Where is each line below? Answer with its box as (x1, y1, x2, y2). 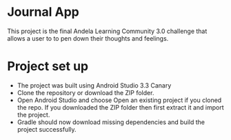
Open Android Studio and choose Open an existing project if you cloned (17, 96, 222, 104)
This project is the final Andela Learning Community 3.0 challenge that (7, 27, 208, 35)
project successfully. (17, 125, 77, 133)
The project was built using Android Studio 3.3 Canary (17, 81, 172, 90)
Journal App (7, 4, 79, 20)
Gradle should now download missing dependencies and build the (17, 118, 205, 126)
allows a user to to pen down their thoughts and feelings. (7, 34, 169, 42)
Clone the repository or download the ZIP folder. (17, 88, 154, 97)
